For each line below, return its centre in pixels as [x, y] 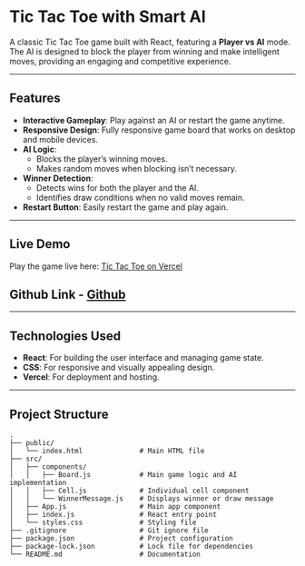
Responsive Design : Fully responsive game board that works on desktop [159, 130]
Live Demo [40, 244]
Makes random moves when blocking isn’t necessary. [137, 168]
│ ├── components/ [49, 467]
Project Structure [59, 414]
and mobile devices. [60, 139]
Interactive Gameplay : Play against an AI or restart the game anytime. [154, 120]
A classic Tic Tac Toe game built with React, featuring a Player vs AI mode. [150, 42]
